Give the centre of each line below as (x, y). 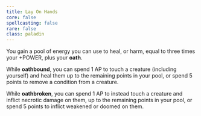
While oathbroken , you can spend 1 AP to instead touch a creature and (94, 94)
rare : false (21, 29)
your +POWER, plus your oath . (44, 58)
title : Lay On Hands (32, 12)
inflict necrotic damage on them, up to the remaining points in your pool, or (99, 100)
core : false (21, 17)
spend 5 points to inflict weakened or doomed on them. (75, 106)
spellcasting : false (32, 23)
